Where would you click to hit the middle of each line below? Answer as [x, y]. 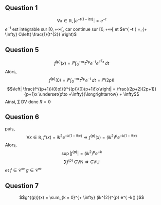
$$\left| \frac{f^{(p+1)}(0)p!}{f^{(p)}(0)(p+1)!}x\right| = [61, 89]
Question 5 [22, 50]
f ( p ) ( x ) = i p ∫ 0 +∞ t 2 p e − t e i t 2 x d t [82, 63]
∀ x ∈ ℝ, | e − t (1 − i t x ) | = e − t [82, 20]
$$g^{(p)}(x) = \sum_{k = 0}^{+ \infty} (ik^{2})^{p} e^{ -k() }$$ [82, 197]
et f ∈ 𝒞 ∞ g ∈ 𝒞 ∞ [23, 170]
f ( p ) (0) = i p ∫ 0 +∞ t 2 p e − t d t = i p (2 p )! [82, 80]
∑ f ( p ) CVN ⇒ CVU [82, 161]
